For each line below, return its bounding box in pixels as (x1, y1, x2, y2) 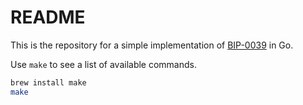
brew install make (10, 77, 87, 88)
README (10, 6, 86, 29)
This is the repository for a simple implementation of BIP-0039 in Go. (10, 39, 294, 51)
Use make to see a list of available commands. (10, 58, 197, 70)
